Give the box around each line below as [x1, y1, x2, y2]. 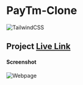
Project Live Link [6, 41, 71, 52]
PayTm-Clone [6, 4, 78, 18]
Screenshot [6, 58, 37, 66]
